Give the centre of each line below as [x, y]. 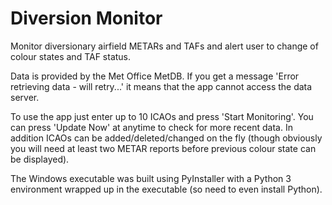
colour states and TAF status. [71, 56]
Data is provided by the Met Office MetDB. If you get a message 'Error [155, 76]
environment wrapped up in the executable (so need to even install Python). [166, 189]
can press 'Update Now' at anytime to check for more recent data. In [151, 127]
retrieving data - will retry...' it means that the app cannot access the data [161, 86]
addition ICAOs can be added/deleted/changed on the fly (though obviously [166, 138]
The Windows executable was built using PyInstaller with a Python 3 [151, 178]
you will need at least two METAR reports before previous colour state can [163, 148]
